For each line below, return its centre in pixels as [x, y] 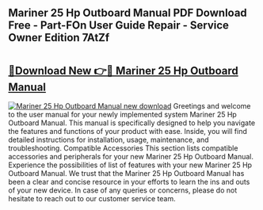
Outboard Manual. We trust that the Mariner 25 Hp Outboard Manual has [126, 173]
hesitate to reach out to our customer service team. [92, 199]
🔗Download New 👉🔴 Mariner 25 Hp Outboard [124, 71]
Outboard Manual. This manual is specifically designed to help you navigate [132, 123]
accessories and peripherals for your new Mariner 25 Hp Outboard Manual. [131, 157]
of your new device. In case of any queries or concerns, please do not [123, 190]
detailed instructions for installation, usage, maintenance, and [109, 139]
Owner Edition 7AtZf [59, 38]
